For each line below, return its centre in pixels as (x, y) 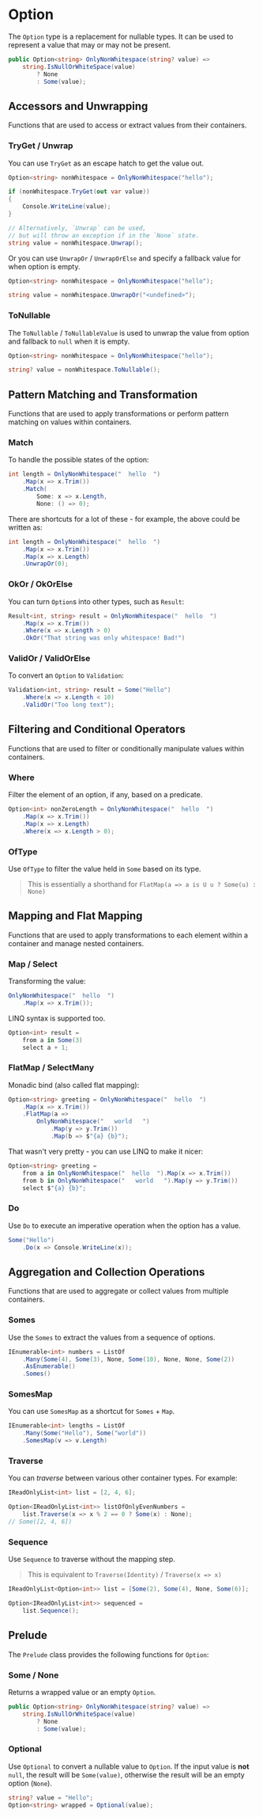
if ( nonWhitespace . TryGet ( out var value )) (79, 192)
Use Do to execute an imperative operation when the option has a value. (124, 1226)
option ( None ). (30, 1783)
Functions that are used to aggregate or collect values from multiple (118, 1291)
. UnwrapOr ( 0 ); (45, 564)
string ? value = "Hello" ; (51, 1798)
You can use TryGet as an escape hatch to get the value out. (106, 163)
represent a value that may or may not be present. (90, 44)
